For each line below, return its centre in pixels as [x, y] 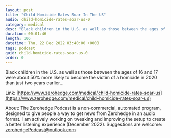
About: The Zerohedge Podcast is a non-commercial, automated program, [83, 108]
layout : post [19, 10]
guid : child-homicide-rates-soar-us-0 [46, 53]
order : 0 [15, 57]
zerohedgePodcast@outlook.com [41, 130]
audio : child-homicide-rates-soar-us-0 [48, 19]
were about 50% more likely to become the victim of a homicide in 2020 [81, 78]
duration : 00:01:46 [26, 34]
